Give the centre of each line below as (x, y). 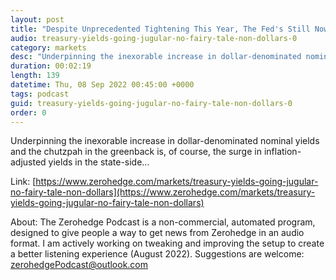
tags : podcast (40, 94)
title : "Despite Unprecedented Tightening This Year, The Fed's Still (160, 29)
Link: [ (23, 182)
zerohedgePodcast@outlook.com (79, 265)
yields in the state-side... (99, 162)
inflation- (282, 152)
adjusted (28, 162)
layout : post (37, 19)
